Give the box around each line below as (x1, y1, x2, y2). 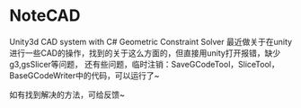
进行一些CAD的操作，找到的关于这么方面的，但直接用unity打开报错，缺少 (9, 47, 281, 58)
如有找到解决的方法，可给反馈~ (9, 89, 126, 100)
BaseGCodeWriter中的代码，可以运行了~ (9, 69, 160, 81)
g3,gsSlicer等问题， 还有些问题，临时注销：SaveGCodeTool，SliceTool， (9, 58, 280, 69)
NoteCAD (9, 5, 81, 26)
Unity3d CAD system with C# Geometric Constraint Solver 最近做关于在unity (9, 36, 293, 47)
